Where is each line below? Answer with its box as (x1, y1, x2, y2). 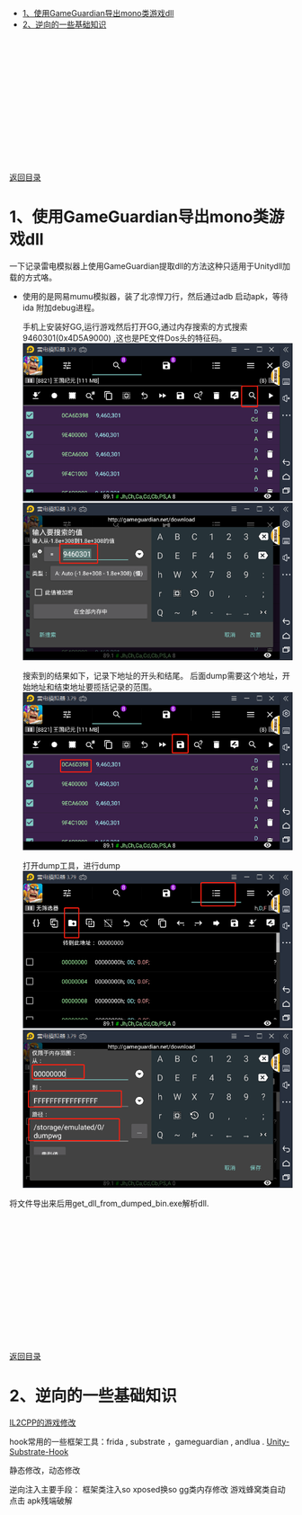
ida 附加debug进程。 (22, 302, 100, 313)
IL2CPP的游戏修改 (9, 1417, 76, 1428)
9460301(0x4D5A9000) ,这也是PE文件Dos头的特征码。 (22, 332, 227, 343)
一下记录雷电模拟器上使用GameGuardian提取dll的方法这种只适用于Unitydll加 (9, 260, 290, 272)
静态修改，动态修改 (9, 1465, 81, 1475)
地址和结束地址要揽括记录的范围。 (30, 682, 157, 692)
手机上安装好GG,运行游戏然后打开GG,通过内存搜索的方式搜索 (22, 321, 248, 332)
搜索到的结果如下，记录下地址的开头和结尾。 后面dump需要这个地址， (22, 671, 283, 682)
